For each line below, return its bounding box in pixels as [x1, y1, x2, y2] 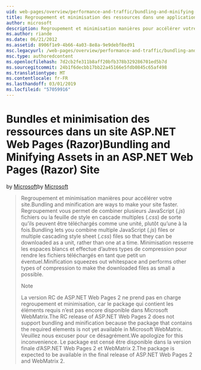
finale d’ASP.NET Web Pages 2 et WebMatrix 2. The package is [20, 344, 175, 351]
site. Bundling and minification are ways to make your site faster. [20, 201, 178, 208]
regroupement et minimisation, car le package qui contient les [20, 300, 173, 307]
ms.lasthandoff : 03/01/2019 [6, 81, 77, 87]
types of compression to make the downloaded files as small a [20, 264, 175, 271]
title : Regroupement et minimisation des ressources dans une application [6, 14, 197, 20]
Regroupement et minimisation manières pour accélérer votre [20, 194, 172, 201]
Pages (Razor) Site [6, 163, 100, 177]
